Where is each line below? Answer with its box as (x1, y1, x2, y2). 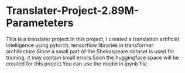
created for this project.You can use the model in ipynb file (6, 60, 148, 67)
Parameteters (6, 16, 74, 30)
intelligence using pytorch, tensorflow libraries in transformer (6, 42, 154, 49)
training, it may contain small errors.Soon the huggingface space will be (6, 54, 180, 61)
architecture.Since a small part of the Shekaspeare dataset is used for (6, 48, 174, 54)
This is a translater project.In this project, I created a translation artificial (6, 35, 180, 42)
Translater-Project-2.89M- (6, 4, 139, 17)
